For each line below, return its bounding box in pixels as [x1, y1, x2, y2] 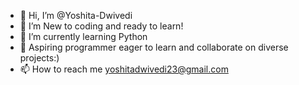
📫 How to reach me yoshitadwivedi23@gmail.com [19, 63, 229, 75]
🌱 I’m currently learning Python [19, 31, 148, 42]
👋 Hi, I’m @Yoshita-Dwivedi [19, 10, 133, 21]
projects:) [19, 52, 60, 64]
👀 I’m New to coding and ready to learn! [19, 20, 184, 32]
